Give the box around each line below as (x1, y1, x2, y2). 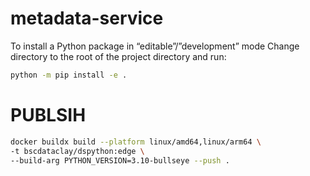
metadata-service (10, 7, 164, 30)
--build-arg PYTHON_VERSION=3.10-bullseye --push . (10, 155, 230, 166)
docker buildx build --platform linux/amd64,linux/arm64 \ (10, 137, 262, 147)
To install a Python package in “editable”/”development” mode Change (10, 40, 300, 52)
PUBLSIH (10, 104, 87, 126)
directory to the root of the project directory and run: (10, 50, 227, 62)
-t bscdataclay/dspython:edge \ (10, 146, 145, 156)
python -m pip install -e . (10, 70, 128, 80)
